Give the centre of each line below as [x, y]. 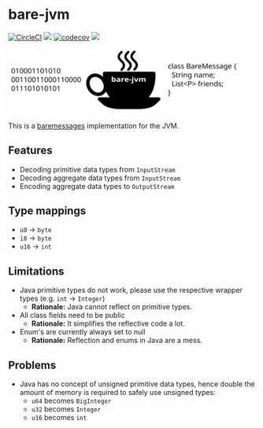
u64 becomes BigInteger [71, 401]
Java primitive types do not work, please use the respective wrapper [131, 290]
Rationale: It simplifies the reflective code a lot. [108, 323]
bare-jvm [39, 15]
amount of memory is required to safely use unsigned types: [117, 393]
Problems [32, 365]
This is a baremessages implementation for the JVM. [94, 125]
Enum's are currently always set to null [82, 332]
